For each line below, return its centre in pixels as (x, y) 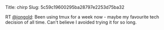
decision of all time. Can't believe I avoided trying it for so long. (71, 22)
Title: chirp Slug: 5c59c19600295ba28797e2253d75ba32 (65, 7)
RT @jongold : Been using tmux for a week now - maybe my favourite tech (82, 17)
